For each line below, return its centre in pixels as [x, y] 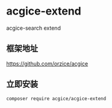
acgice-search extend [34, 28]
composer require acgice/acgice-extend [56, 98]
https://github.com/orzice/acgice [47, 63]
